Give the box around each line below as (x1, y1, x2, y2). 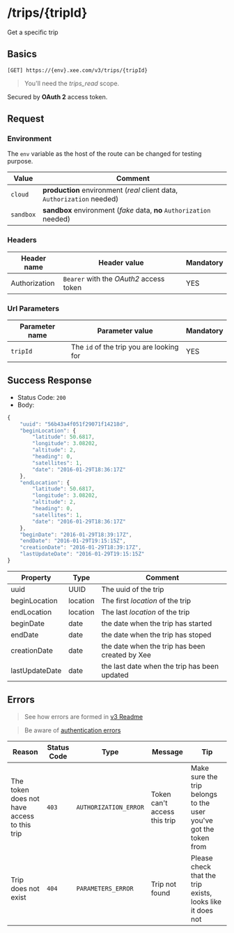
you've (190, 816, 214, 825)
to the (190, 798, 210, 808)
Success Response (7, 375, 92, 386)
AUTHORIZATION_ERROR (76, 803, 145, 811)
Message (152, 746, 183, 756)
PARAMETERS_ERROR (76, 884, 134, 892)
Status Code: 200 (17, 393, 66, 401)
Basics (7, 48, 37, 60)
